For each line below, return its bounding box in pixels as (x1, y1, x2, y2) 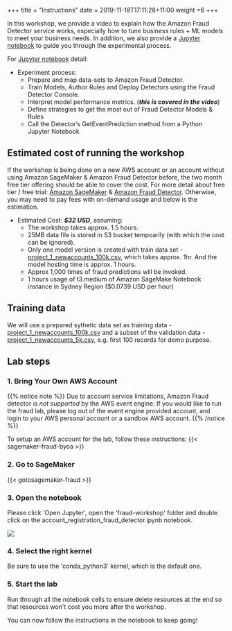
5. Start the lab (7, 579, 57, 589)
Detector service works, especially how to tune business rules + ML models (7, 27, 224, 35)
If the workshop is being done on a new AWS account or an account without (7, 166, 224, 174)
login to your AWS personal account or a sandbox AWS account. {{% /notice (7, 414, 225, 422)
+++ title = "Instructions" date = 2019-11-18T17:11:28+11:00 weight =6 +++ (7, 6, 218, 14)
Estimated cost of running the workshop (7, 147, 185, 159)
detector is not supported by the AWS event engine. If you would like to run (7, 399, 222, 408)
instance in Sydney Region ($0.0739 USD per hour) (27, 282, 175, 291)
